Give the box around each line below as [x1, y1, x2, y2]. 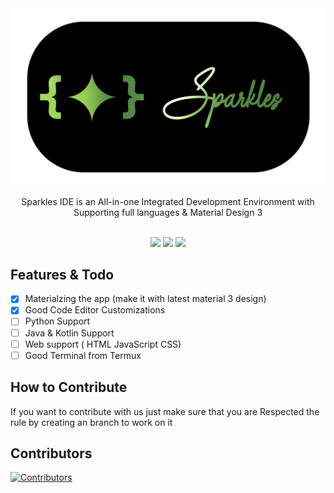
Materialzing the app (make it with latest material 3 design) [24, 293, 267, 305]
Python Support [24, 315, 91, 327]
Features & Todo [10, 266, 115, 283]
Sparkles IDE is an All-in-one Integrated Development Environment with [21, 195, 315, 207]
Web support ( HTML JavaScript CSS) [24, 338, 182, 350]
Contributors [10, 445, 93, 462]
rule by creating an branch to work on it [10, 416, 173, 428]
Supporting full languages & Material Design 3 [73, 206, 263, 218]
